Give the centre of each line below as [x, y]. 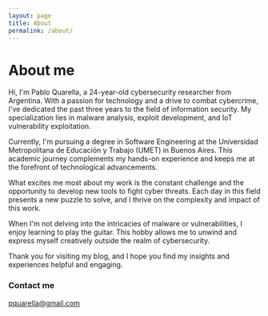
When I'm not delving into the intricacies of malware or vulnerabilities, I [125, 224]
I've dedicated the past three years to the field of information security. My [130, 110]
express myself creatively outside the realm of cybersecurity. [109, 241]
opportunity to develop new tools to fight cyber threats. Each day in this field [135, 191]
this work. [25, 208]
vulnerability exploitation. [50, 126]
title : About [30, 23]
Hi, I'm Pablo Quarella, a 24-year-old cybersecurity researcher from [120, 92]
